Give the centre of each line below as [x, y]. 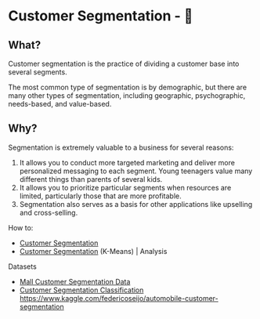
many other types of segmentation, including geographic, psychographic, [127, 96]
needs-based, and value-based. [60, 104]
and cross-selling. [49, 212]
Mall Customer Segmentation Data [75, 281]
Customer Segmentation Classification [81, 290]
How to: [21, 227]
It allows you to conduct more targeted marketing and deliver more [127, 162]
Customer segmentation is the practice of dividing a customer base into [124, 63]
